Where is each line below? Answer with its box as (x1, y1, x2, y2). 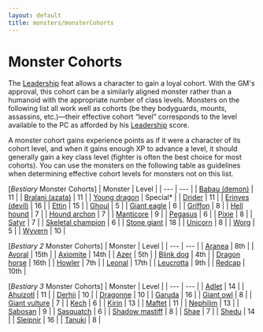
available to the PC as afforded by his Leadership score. (8, 120, 190, 130)
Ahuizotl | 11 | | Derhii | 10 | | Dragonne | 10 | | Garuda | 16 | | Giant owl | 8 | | (8, 290, 252, 300)
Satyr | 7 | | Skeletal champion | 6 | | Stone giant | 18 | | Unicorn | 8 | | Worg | (8, 218, 255, 227)
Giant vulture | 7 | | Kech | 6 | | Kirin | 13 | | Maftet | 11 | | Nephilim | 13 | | (8, 298, 240, 308)
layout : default (8, 11, 61, 20)
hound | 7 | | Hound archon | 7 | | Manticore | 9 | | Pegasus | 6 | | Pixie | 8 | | (8, 209, 254, 219)
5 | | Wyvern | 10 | (8, 226, 66, 236)
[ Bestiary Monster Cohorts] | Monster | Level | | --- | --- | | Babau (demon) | (8, 184, 254, 194)
